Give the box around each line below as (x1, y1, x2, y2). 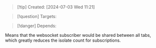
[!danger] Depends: (17, 23, 57, 29)
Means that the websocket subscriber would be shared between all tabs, (5, 32, 151, 38)
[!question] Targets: (17, 14, 57, 19)
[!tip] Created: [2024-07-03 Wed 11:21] (17, 4, 95, 10)
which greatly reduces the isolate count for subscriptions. (5, 37, 121, 43)
